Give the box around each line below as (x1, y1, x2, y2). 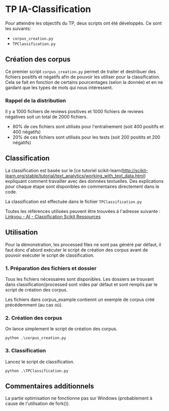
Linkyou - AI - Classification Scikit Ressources (5, 214, 101, 220)
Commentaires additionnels (5, 382, 95, 390)
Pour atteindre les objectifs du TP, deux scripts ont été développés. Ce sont (5, 20, 162, 26)
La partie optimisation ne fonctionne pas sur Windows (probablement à (5, 395, 152, 401)
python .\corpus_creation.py (5, 336, 66, 341)
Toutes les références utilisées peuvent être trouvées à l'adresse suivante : (5, 208, 161, 214)
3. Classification (5, 347, 46, 354)
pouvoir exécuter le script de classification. (5, 252, 95, 258)
